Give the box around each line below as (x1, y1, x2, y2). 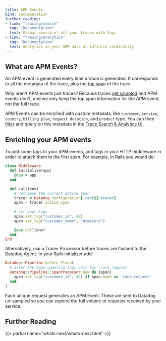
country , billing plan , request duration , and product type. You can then (5, 116, 155, 122)
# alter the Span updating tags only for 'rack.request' (9, 265, 130, 270)
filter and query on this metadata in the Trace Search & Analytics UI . (5, 121, 144, 127)
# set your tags (14, 209, 48, 215)
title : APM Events (5, 7, 43, 12)
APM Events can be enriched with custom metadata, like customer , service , (5, 111, 159, 116)
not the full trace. (5, 101, 41, 107)
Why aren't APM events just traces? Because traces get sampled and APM (5, 90, 158, 97)
